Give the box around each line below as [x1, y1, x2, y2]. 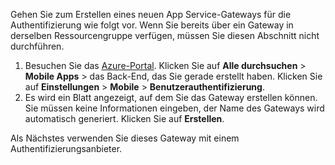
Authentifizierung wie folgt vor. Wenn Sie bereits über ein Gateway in [10, 19, 294, 31]
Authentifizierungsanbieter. [10, 143, 123, 154]
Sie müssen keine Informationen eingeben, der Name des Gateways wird [24, 102, 325, 114]
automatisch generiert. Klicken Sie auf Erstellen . [24, 113, 225, 124]
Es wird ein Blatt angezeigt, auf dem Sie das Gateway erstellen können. [24, 92, 318, 103]
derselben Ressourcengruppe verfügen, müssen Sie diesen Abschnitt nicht [10, 30, 320, 41]
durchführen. [10, 40, 65, 52]
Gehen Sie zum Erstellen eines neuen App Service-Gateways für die [10, 9, 292, 20]
